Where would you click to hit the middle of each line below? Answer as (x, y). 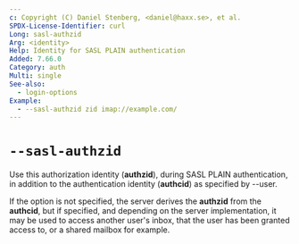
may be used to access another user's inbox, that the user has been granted (149, 221)
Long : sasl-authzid (46, 34)
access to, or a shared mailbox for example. (90, 230)
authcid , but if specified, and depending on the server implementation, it (143, 211)
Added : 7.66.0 (36, 59)
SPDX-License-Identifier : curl (67, 26)
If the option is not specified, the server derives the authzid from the (135, 201)
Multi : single (36, 76)
